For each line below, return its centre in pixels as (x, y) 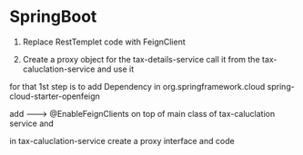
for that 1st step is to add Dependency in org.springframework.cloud (137, 86)
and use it (116, 69)
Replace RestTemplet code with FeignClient (104, 42)
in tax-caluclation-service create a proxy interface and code (122, 140)
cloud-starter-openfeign (55, 96)
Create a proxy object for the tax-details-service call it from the (141, 59)
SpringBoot (53, 17)
